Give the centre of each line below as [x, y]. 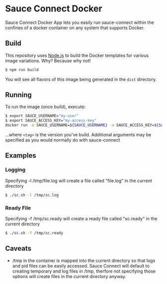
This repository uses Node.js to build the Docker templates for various [77, 55]
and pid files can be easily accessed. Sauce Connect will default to [81, 266]
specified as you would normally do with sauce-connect [63, 140]
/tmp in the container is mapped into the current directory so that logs [84, 260]
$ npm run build [22, 70]
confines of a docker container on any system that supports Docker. [75, 27]
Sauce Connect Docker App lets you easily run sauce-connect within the [80, 22]
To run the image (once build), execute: [45, 107]
